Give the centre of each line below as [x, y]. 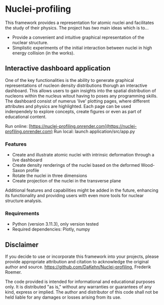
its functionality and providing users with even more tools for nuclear [74, 196]
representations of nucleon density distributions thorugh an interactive [76, 85]
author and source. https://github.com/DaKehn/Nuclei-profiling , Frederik [78, 267]
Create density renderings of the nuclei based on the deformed [76, 165]
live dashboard [27, 160]
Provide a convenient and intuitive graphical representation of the [78, 37]
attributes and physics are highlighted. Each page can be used [68, 106]
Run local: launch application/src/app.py [94, 131]
